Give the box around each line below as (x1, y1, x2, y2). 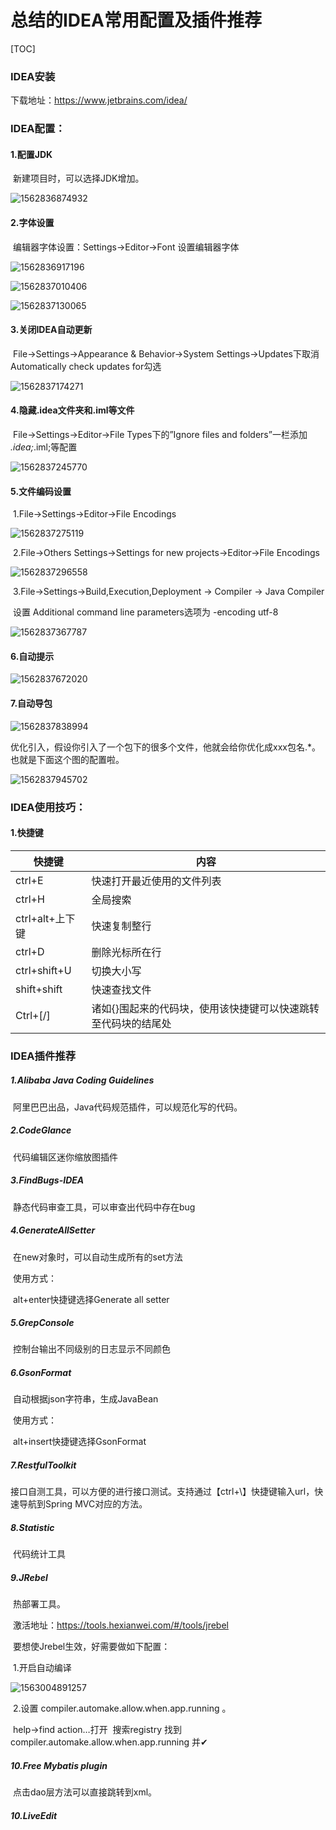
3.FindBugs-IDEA (10, 1174, 85, 1186)
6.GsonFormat (10, 1367, 72, 1379)
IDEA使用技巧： (10, 800, 87, 814)
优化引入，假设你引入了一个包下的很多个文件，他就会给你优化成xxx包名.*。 (10, 741, 321, 753)
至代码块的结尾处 (91, 1016, 172, 1030)
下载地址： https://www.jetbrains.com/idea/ (10, 94, 188, 106)
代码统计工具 (12, 1548, 66, 1560)
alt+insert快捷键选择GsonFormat (12, 1436, 147, 1448)
